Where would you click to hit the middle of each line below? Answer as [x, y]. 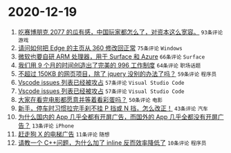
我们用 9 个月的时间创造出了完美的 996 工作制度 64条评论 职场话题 [109, 65]
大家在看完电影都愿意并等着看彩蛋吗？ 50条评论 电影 [90, 99]
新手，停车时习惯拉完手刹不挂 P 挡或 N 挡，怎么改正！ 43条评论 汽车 [113, 108]
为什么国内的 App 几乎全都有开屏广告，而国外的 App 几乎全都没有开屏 [118, 116]
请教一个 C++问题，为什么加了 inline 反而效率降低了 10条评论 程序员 [112, 143]
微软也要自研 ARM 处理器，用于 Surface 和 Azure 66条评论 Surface [111, 57]
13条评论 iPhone [53, 126]
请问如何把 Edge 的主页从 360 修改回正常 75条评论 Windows [100, 48]
